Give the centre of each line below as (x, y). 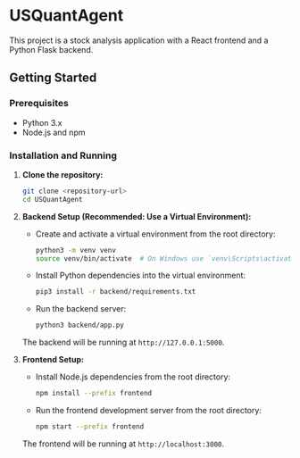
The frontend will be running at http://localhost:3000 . (123, 444)
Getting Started (53, 78)
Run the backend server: (81, 309)
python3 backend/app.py (80, 325)
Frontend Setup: (53, 360)
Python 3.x (42, 122)
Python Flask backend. (51, 49)
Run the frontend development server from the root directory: (148, 411)
